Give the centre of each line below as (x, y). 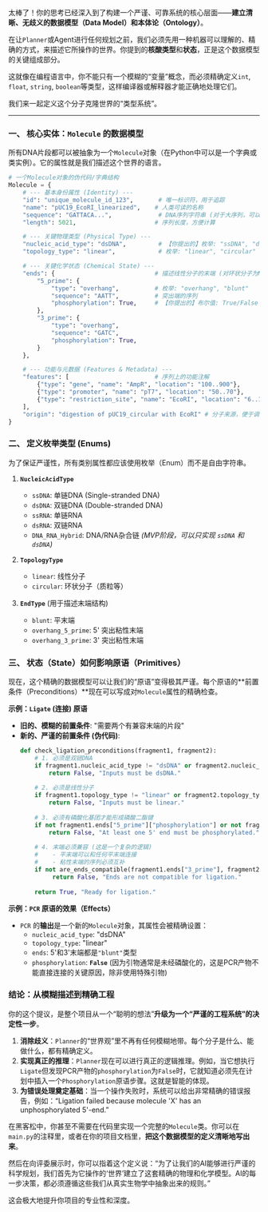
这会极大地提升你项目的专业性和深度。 (71, 1200)
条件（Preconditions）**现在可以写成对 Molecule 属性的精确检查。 (115, 692)
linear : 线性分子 (59, 576)
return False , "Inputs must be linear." (117, 803)
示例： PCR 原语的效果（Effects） (62, 908)
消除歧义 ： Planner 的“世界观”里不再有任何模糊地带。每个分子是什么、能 (137, 1041)
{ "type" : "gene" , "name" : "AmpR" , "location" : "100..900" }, (139, 385)
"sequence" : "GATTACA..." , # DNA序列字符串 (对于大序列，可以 (142, 215)
